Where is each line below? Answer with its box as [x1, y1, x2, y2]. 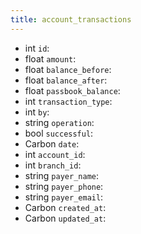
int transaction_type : [24, 95, 113, 107]
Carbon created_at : [24, 201, 107, 213]
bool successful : [24, 127, 94, 139]
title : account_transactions [10, 14, 132, 25]
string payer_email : [24, 191, 104, 203]
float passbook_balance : [24, 84, 121, 96]
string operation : [24, 116, 95, 128]
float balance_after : [24, 74, 108, 86]
